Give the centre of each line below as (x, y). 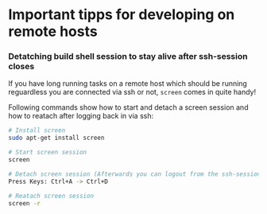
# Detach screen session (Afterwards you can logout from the (113, 174)
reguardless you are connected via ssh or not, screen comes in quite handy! (132, 92)
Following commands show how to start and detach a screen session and (128, 107)
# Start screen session (48, 153)
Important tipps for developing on (122, 15)
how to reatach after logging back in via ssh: (81, 116)
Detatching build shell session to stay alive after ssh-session (128, 56)
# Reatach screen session (51, 196)
